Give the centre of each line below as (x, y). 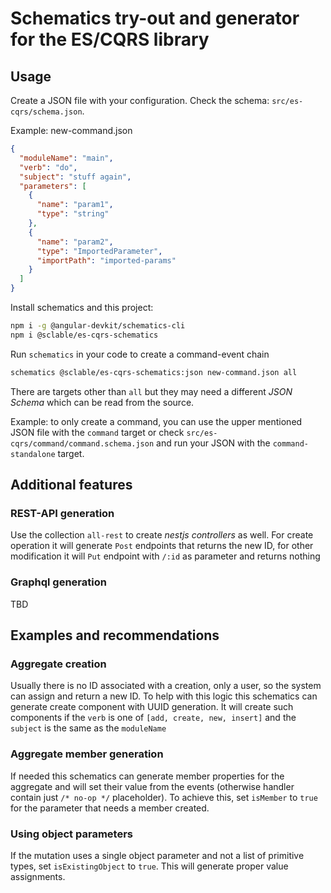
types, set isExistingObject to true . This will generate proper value (149, 866)
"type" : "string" (73, 214)
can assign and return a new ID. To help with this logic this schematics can (164, 696)
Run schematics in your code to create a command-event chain (140, 354)
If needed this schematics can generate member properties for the (147, 776)
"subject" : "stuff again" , (75, 177)
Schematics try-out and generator (155, 18)
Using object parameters (71, 834)
